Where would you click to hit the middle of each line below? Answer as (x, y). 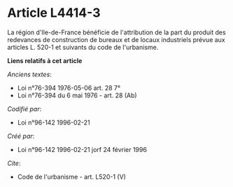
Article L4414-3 (54, 13)
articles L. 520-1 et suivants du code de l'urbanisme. (83, 47)
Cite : (14, 163)
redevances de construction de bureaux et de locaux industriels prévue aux (116, 39)
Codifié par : (24, 109)
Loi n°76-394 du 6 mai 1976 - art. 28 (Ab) (77, 95)
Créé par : (21, 136)
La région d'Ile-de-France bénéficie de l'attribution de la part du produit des (116, 32)
